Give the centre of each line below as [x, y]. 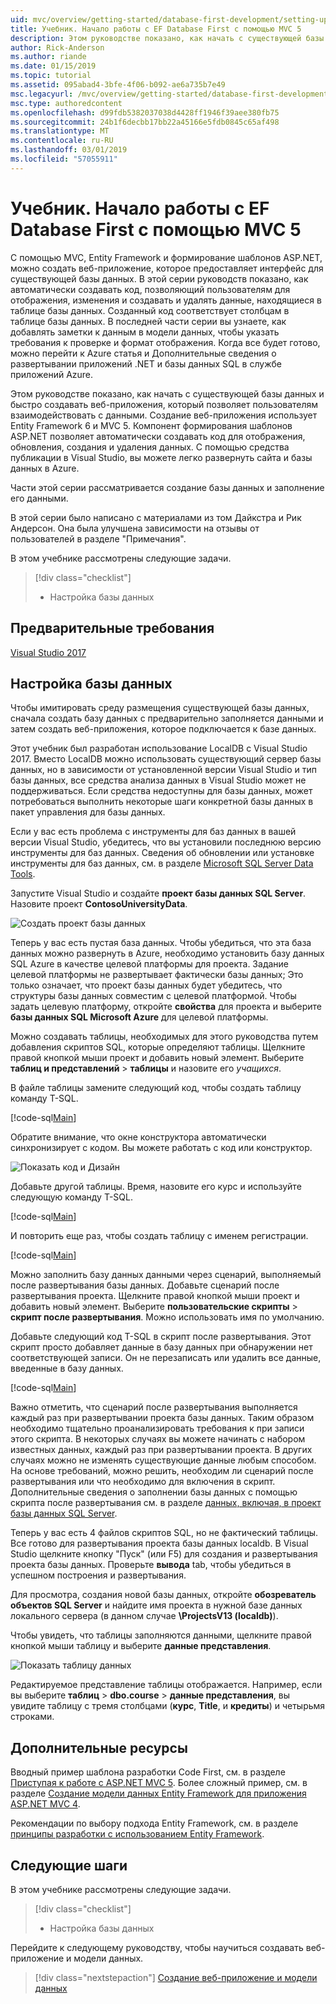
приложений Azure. [52, 374]
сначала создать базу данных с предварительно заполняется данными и [167, 718]
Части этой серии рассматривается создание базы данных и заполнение [167, 487]
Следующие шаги [69, 1865]
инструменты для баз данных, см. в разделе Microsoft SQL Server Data [162, 863]
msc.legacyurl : [42, 94]
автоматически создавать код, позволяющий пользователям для [150, 289]
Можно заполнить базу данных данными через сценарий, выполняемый [166, 1275]
